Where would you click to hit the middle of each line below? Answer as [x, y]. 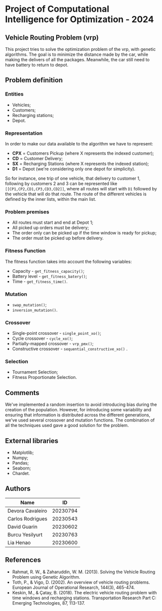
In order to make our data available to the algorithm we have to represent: [79, 143]
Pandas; [20, 463]
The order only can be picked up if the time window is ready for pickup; [84, 233]
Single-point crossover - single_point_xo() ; [57, 333]
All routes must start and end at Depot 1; [53, 223]
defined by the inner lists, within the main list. [51, 199]
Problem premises [27, 211]
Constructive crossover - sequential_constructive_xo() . [70, 349]
